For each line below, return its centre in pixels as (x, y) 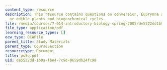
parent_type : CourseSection (34, 46)
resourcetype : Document (30, 51)
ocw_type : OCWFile (24, 37)
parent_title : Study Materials (38, 42)
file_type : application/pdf (34, 28)
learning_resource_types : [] (35, 33)
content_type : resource (30, 10)
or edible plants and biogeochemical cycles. (58, 19)
